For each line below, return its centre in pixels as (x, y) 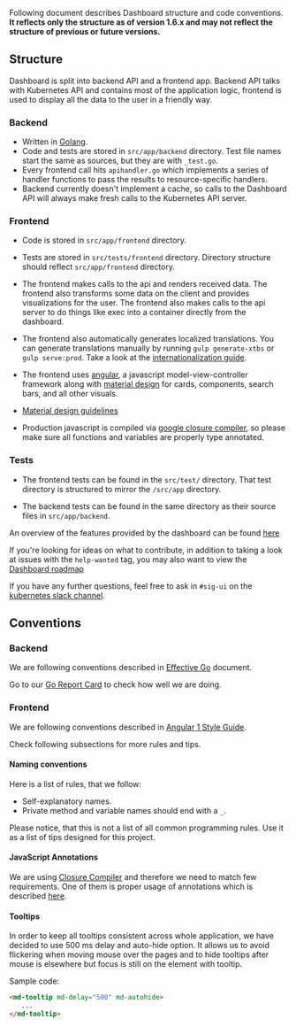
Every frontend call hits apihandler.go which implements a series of (145, 170)
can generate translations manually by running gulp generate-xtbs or (148, 348)
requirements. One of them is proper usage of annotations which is (131, 887)
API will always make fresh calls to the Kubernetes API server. (134, 198)
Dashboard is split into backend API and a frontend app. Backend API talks (145, 81)
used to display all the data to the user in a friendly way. (111, 99)
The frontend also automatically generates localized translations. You (148, 339)
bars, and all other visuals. (70, 394)
